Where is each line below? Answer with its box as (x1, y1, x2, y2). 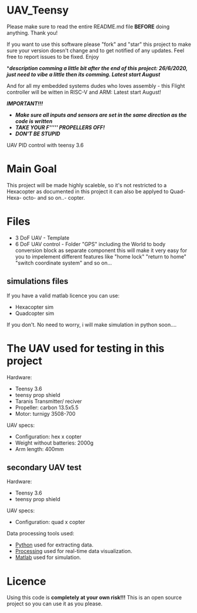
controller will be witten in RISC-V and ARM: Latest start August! (6, 88, 162, 95)
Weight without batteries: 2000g (15, 439, 94, 446)
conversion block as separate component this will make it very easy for (15, 247, 187, 254)
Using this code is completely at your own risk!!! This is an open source (6, 594, 182, 601)
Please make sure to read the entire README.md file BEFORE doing (6, 23, 170, 30)
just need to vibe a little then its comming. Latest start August (6, 71, 161, 78)
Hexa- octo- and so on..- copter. (6, 194, 86, 201)
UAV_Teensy (6, 4, 69, 17)
